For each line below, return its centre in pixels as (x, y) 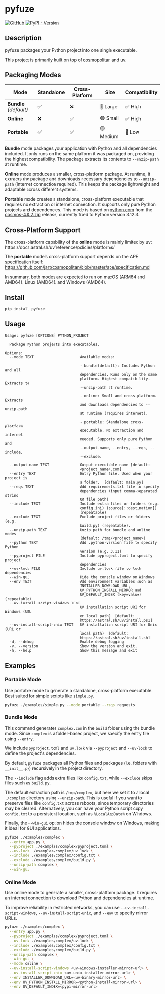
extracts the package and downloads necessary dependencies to (71, 179)
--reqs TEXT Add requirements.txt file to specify (84, 487)
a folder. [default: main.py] (112, 482)
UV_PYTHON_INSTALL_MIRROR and (110, 590)
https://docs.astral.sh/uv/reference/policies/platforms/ (60, 247)
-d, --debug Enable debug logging (67, 642)
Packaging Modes (33, 75)
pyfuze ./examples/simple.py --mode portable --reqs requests (70, 705)
